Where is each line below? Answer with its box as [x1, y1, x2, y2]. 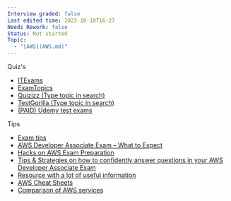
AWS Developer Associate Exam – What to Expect [17, 141, 163, 149]
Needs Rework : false [7, 23, 69, 30]
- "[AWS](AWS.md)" [13, 43, 69, 50]
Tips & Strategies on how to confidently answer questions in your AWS [17, 156, 224, 164]
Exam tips [17, 133, 47, 142]
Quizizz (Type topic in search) [17, 91, 105, 99]
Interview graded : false [7, 10, 81, 18]
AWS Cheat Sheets [17, 178, 73, 187]
